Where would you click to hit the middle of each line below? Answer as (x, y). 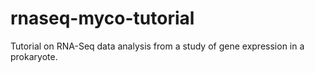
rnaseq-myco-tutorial (102, 18)
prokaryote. (34, 56)
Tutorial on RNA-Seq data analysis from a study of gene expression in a (157, 46)
